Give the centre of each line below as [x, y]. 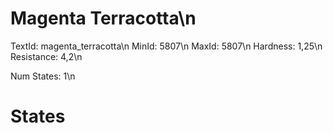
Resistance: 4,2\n [46, 56]
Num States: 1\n [43, 76]
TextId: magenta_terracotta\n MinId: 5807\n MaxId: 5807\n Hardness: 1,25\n [166, 46]
